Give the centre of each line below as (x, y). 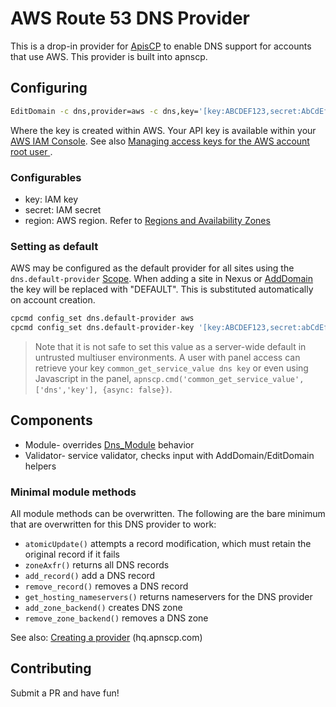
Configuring (49, 88)
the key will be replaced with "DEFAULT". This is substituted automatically (162, 289)
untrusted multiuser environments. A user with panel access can (167, 357)
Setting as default (54, 246)
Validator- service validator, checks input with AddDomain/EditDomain (169, 455)
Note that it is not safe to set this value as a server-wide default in (170, 346)
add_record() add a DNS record (90, 576)
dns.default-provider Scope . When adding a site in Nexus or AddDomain (161, 279)
